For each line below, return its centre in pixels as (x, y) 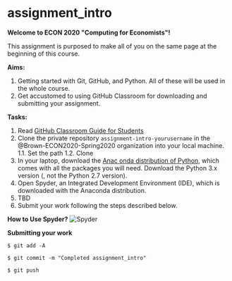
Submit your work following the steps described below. (97, 205)
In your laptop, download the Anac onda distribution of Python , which (118, 161)
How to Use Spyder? (38, 219)
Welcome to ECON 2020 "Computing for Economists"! (89, 32)
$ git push (23, 270)
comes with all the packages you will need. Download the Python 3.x (117, 168)
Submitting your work (40, 232)
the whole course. (44, 88)
